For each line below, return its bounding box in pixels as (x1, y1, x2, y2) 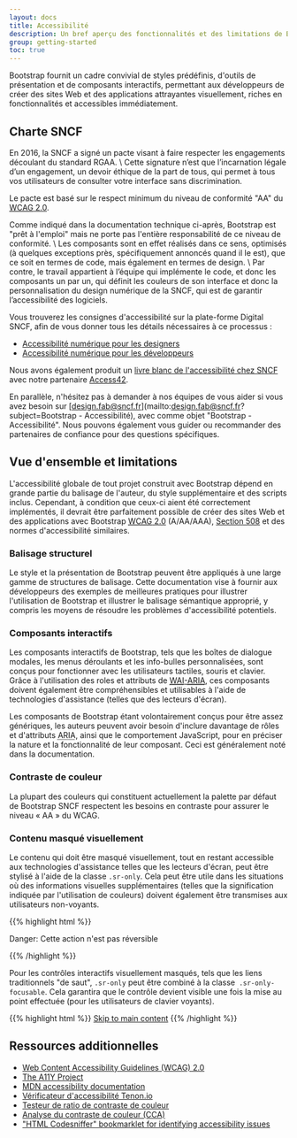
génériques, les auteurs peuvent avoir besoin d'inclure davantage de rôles (9, 720, 280, 731)
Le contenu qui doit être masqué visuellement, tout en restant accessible (9, 851, 274, 863)
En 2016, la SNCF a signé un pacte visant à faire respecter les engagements (9, 147, 286, 158)
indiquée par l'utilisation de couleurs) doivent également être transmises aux (9, 889, 288, 900)
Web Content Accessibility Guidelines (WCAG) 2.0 (21, 1062, 205, 1073)
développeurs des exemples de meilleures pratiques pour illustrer (9, 586, 247, 597)
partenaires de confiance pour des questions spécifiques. (9, 428, 220, 439)
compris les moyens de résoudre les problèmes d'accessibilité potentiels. (9, 605, 277, 616)
